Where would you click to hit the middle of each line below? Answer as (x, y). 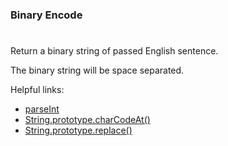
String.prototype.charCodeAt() (87, 120)
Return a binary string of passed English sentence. (114, 51)
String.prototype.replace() (78, 130)
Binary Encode (46, 15)
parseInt (42, 109)
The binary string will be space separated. (97, 70)
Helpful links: (37, 90)
